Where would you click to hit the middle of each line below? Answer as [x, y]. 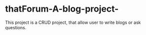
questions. [16, 27]
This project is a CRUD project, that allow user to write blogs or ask [73, 22]
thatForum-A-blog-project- [62, 9]
